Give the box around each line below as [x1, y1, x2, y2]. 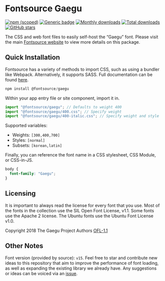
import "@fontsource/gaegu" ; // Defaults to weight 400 [5, 104, 122, 109]
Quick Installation [5, 53, 60, 62]
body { [5, 167, 19, 172]
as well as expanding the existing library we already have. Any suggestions [5, 265, 157, 271]
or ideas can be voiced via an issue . [5, 270, 78, 276]
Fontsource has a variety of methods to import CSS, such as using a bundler [5, 66, 160, 72]
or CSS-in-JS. [5, 157, 33, 163]
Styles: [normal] [12, 137, 45, 143]
